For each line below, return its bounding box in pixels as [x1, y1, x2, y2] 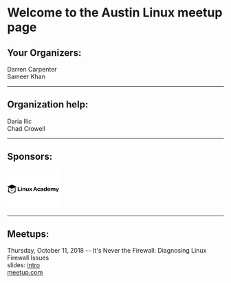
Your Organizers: [7, 47, 82, 59]
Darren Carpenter [7, 65, 57, 73]
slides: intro [7, 261, 40, 269]
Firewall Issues [7, 253, 49, 262]
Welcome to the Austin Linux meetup [7, 5, 223, 21]
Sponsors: [7, 151, 53, 163]
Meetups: [7, 229, 49, 240]
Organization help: [7, 98, 89, 111]
